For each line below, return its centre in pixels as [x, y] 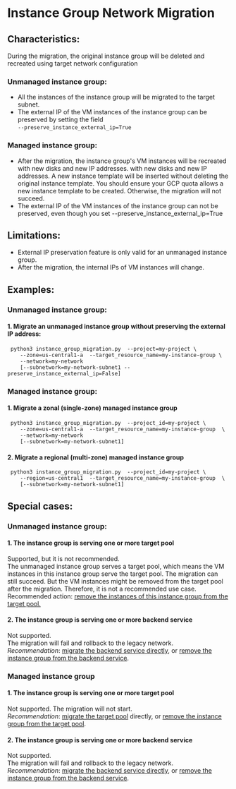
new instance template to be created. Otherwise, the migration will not [119, 191]
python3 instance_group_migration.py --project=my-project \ [104, 349]
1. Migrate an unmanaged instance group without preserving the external [116, 327]
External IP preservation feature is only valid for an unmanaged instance [122, 253]
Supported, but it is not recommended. [63, 558]
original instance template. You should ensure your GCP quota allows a [120, 183]
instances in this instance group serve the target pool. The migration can [113, 574]
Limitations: [34, 235]
